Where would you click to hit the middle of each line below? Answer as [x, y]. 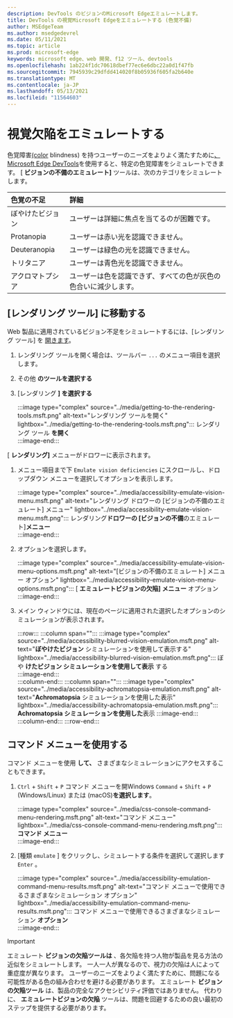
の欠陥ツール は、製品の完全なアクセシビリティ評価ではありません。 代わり [115, 990]
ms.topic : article [34, 46]
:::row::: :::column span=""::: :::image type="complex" [94, 633]
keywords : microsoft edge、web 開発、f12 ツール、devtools [90, 59]
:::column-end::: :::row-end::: [58, 721]
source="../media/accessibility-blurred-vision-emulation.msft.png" [112, 640]
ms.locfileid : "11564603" [44, 98]
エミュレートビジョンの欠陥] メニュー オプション [149, 588]
